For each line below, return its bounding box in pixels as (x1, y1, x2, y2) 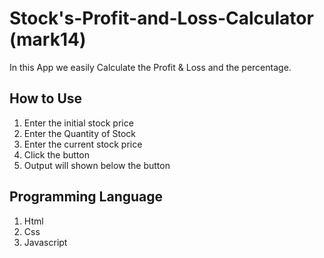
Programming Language (9, 188, 164, 206)
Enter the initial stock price (23, 117, 134, 129)
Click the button (23, 148, 90, 161)
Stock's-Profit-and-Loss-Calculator (9, 7, 314, 30)
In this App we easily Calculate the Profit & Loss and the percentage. (9, 61, 292, 73)
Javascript (23, 236, 68, 248)
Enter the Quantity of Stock (23, 127, 137, 139)
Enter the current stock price (23, 138, 143, 150)
